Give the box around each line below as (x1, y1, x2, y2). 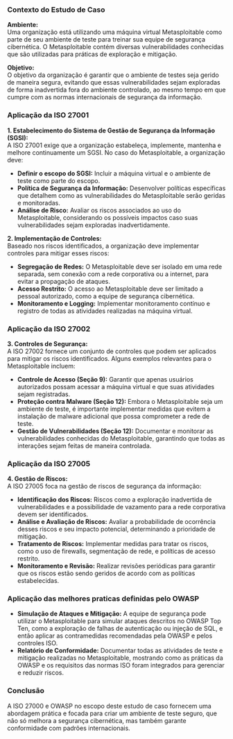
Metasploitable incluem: (7, 362, 76, 370)
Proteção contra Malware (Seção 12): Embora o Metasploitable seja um (17, 397, 223, 405)
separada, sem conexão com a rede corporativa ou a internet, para (17, 269, 209, 278)
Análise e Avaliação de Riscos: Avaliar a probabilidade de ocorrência (17, 518, 216, 526)
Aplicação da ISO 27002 (7, 324, 91, 334)
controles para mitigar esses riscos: (7, 248, 110, 257)
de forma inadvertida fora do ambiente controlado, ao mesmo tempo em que (7, 85, 226, 94)
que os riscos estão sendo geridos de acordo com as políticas (17, 569, 196, 577)
